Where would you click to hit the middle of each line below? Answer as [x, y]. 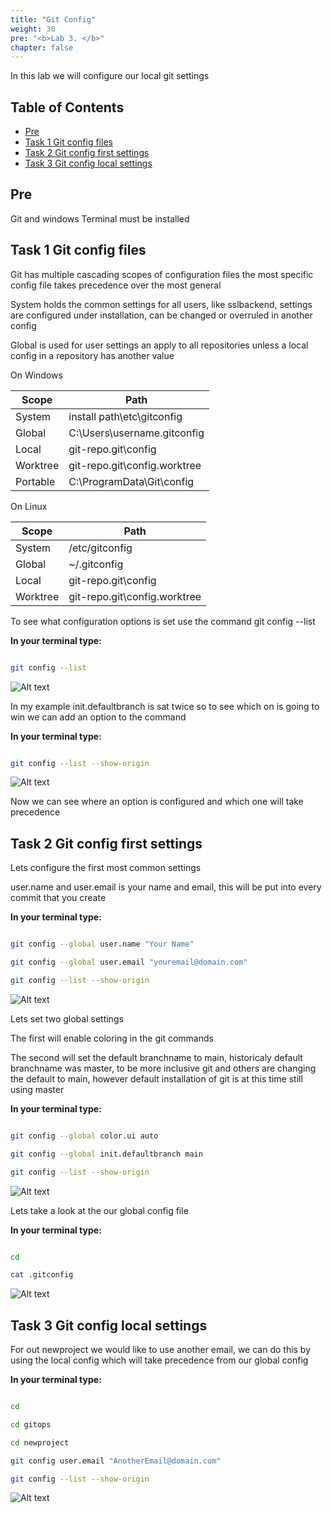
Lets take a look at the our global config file [99, 1210]
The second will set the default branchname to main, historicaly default [156, 1057]
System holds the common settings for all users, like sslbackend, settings [161, 304]
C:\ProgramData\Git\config [131, 481]
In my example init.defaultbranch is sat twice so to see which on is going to [165, 706]
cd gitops [31, 1424]
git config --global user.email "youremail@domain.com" [129, 962]
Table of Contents [67, 107]
